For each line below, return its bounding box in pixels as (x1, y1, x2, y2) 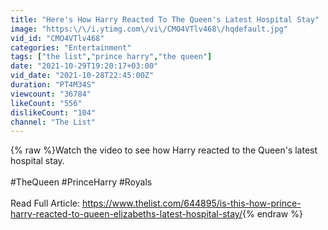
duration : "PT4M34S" (10, 80, 97, 90)
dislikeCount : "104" (10, 107, 97, 118)
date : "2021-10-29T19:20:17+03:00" (10, 61, 159, 71)
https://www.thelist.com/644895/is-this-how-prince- (81, 197, 302, 210)
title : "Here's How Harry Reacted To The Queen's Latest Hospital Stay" (10, 14, 320, 25)
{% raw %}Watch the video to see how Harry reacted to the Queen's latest (10, 144, 318, 156)
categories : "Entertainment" (10, 42, 132, 53)
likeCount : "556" (10, 98, 83, 108)
